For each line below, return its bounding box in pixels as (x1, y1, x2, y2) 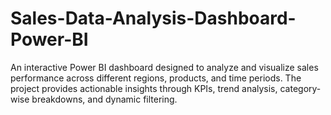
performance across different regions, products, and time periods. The (10, 72, 302, 84)
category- (279, 82, 322, 94)
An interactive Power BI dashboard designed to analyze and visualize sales (10, 61, 319, 73)
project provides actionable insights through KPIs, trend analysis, (10, 82, 278, 94)
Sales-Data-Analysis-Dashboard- (10, 7, 297, 30)
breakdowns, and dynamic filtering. (31, 93, 178, 105)
